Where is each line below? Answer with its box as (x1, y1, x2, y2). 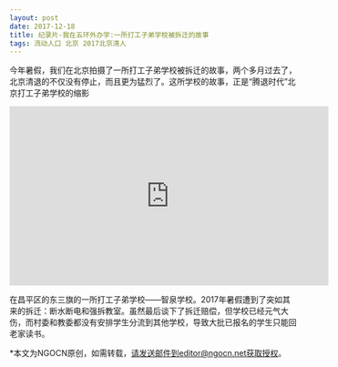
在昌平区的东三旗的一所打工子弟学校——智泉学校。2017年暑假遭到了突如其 (9, 294, 291, 305)
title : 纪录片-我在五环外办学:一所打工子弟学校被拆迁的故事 (9, 30, 210, 39)
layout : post (9, 13, 59, 23)
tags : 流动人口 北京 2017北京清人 (9, 38, 127, 48)
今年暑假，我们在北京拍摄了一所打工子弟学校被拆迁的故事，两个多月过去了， (9, 65, 297, 76)
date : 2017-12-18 (9, 22, 76, 31)
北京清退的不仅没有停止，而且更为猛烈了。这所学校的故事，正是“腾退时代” (9, 76, 289, 87)
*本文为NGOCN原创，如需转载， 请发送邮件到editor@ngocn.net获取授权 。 (9, 348, 287, 359)
